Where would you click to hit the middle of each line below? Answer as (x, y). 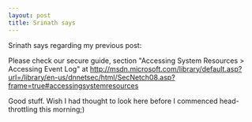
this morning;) (62, 109)
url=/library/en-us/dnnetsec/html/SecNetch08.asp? (92, 77)
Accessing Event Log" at (48, 68)
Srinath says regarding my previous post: (75, 45)
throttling (23, 109)
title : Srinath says (42, 23)
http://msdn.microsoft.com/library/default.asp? (166, 68)
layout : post (30, 15)
